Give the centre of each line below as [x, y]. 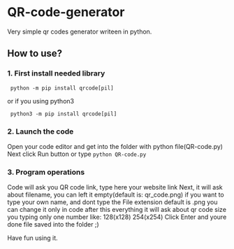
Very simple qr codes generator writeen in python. [80, 31]
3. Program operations [46, 172]
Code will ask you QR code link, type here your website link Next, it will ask [115, 187]
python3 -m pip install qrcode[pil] [64, 114]
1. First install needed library [56, 73]
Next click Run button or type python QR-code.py [77, 154]
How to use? [35, 54]
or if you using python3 [41, 101]
